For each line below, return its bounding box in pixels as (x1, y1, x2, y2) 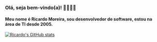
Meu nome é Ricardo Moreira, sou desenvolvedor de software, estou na (5, 16, 152, 22)
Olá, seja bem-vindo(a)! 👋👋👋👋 (5, 4, 76, 11)
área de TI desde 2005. (5, 21, 53, 27)
